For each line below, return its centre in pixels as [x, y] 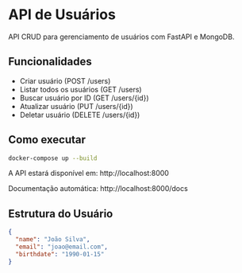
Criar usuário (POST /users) [65, 80]
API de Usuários [62, 15]
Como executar [47, 140]
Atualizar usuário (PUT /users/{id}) [76, 106]
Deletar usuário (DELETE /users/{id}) [80, 115]
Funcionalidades [50, 62]
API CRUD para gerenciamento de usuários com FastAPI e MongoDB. [121, 37]
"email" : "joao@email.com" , [62, 247]
